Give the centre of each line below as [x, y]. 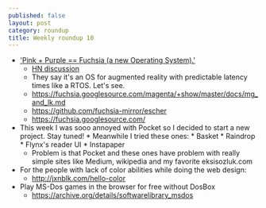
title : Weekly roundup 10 [51, 38]
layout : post [30, 23]
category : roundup [39, 30]
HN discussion [55, 69]
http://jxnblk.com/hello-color [78, 179]
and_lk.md [48, 102]
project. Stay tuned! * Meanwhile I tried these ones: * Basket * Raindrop [137, 137]
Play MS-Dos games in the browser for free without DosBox [118, 187]
